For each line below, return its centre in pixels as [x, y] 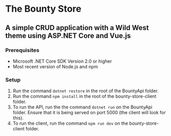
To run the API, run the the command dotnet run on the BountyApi [82, 107]
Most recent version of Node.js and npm [55, 66]
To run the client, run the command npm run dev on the [70, 123]
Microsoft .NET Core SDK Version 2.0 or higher [62, 61]
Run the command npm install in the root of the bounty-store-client [84, 96]
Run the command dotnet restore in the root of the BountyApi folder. [85, 91]
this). [18, 118]
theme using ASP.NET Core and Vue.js [68, 35]
